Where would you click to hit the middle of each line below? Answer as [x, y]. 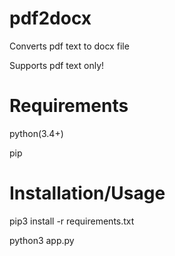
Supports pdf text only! [57, 65]
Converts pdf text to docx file [69, 46]
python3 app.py [42, 240]
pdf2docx [50, 18]
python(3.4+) [36, 133]
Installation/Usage [87, 193]
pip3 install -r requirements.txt [72, 221]
